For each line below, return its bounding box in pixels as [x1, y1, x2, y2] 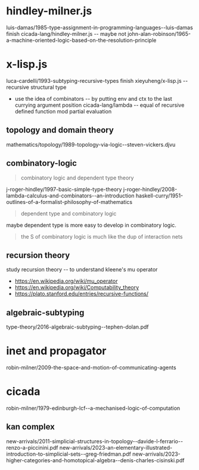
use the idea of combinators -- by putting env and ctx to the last [14, 95, 173, 102]
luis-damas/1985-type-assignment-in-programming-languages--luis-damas [6, 24, 194, 31]
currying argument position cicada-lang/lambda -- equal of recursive [14, 101, 185, 109]
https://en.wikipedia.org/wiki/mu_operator [14, 277, 118, 285]
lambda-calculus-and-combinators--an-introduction [6, 192, 135, 199]
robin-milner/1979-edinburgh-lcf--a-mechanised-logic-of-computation [6, 404, 181, 412]
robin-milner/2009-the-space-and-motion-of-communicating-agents [6, 364, 177, 371]
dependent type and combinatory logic [20, 210, 117, 217]
